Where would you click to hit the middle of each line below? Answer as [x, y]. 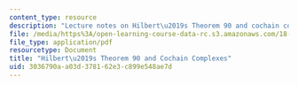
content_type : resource [53, 17]
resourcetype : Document [53, 50]
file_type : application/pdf [61, 42]
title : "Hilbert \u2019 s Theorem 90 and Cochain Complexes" [121, 58]
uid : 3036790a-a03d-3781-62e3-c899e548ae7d [91, 67]
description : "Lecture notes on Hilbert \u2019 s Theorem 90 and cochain [144, 26]
